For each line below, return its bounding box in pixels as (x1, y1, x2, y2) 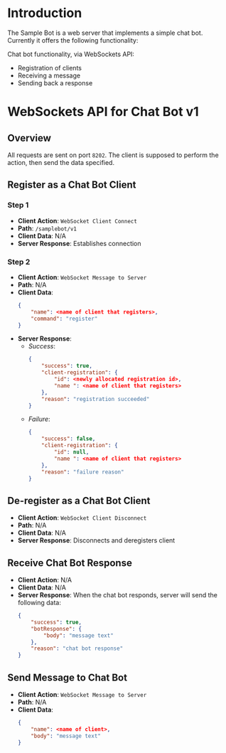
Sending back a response (17, 78, 93, 87)
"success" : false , (41, 435, 96, 442)
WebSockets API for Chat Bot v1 (7, 104, 199, 120)
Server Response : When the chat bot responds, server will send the (17, 591, 218, 599)
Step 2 (7, 257, 31, 267)
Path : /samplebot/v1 (17, 224, 77, 233)
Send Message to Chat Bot (7, 671, 128, 683)
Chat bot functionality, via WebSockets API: (7, 50, 135, 58)
